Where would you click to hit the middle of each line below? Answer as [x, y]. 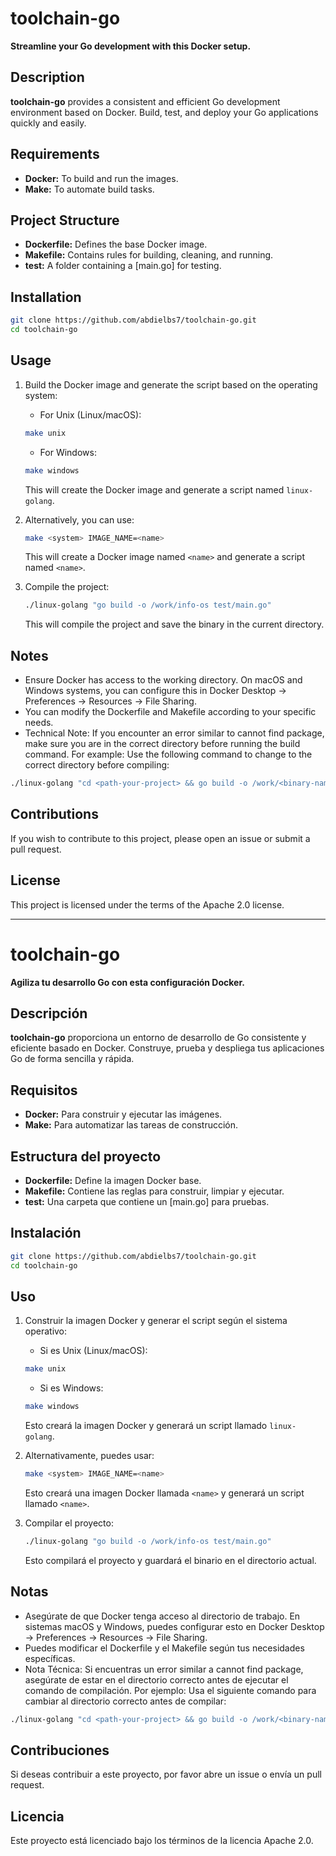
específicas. [50, 1658]
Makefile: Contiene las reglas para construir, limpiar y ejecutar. [154, 1191]
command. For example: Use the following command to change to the [168, 754]
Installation [46, 297]
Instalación [46, 1233]
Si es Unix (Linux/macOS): [93, 1351]
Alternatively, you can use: [79, 519]
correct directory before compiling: [97, 765]
